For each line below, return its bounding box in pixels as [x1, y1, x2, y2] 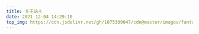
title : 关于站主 [6, 8, 43, 14]
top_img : [6, 19, 28, 25]
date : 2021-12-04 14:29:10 [6, 14, 73, 20]
